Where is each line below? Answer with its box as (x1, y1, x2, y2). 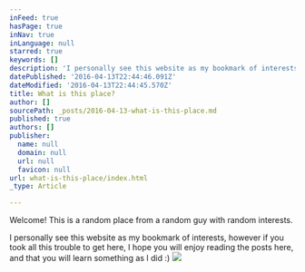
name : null (17, 140, 59, 149)
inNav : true (9, 30, 54, 39)
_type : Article (9, 182, 67, 191)
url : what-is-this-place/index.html (9, 173, 148, 182)
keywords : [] (9, 55, 59, 64)
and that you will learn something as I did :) (9, 253, 171, 264)
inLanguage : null (9, 38, 75, 48)
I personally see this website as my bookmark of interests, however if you (9, 232, 284, 243)
